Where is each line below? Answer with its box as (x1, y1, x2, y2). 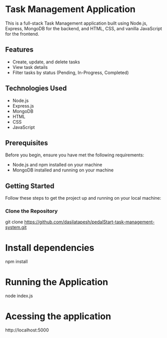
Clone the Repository (5, 208, 58, 215)
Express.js (12, 103, 34, 109)
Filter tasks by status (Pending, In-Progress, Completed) (12, 69, 129, 75)
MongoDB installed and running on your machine (12, 167, 114, 173)
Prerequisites (5, 138, 48, 147)
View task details (12, 64, 48, 70)
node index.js (5, 293, 33, 299)
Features (5, 45, 34, 54)
